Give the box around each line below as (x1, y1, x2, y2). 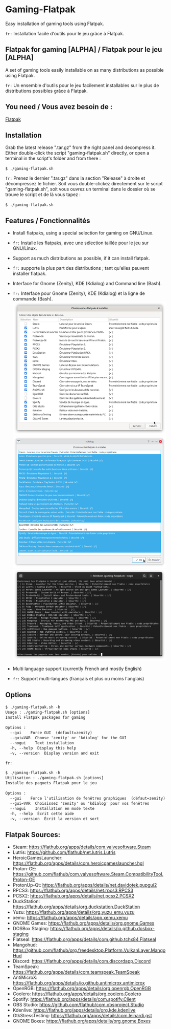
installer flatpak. (12, 270, 47, 277)
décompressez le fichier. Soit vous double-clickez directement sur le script (5, 181, 163, 187)
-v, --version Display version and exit (10, 751, 100, 756)
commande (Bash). (12, 296, 53, 302)
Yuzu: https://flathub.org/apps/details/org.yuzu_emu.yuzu (12, 909, 135, 915)
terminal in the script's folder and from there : (5, 155, 101, 162)
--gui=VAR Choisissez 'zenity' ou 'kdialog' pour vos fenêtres (10, 801, 150, 806)
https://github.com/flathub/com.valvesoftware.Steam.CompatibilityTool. (12, 871, 164, 877)
